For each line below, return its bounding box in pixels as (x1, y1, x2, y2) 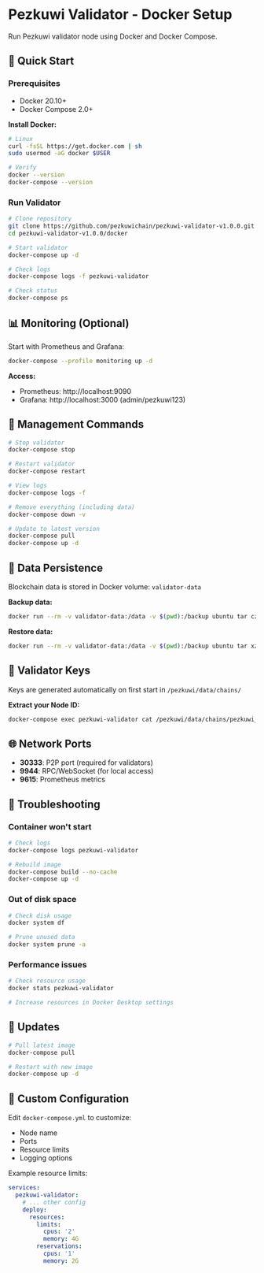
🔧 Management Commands (8, 418, 144, 431)
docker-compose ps (8, 294, 68, 302)
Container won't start (8, 821, 92, 832)
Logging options (19, 1153, 73, 1163)
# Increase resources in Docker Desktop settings (8, 999, 174, 1007)
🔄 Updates (8, 1020, 60, 1034)
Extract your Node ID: (8, 700, 80, 710)
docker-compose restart (8, 467, 86, 476)
